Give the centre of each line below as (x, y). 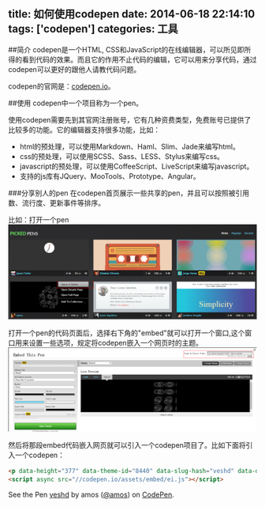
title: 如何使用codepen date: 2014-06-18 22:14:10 (132, 14)
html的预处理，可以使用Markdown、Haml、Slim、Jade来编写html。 (130, 146)
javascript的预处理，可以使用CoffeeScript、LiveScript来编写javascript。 (136, 166)
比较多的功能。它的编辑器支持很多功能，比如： (84, 130)
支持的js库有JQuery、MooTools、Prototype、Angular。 (110, 176)
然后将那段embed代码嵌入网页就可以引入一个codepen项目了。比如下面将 (127, 445)
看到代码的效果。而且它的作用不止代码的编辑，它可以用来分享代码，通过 (139, 59)
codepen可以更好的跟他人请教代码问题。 (75, 69)
